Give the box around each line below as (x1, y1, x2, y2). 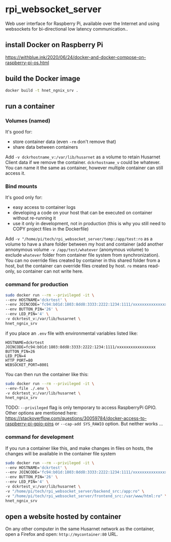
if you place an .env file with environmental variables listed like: (5, 330, 138, 336)
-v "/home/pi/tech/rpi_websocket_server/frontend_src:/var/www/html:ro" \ (5, 493, 167, 499)
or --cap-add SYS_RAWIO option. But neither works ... (54, 421, 163, 427)
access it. (5, 170, 25, 176)
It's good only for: (5, 195, 43, 201)
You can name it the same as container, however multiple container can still (5, 165, 163, 171)
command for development (5, 433, 74, 441)
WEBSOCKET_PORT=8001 (5, 362, 49, 367)
